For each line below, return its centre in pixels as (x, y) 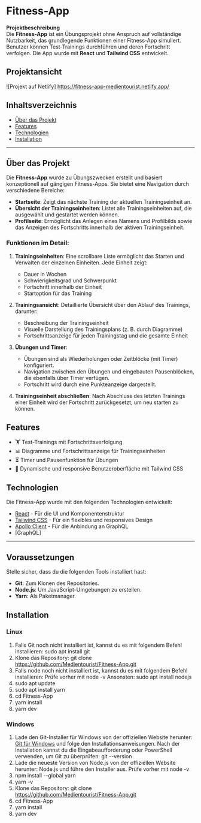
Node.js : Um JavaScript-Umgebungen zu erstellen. (78, 590)
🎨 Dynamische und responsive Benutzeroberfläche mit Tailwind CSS (99, 469)
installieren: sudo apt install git (52, 651)
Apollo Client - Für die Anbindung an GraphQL (71, 526)
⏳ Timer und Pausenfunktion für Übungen (66, 460)
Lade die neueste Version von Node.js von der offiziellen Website (95, 763)
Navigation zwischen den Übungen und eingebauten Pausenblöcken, (109, 371)
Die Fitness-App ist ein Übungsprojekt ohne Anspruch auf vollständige (94, 34)
